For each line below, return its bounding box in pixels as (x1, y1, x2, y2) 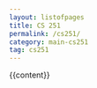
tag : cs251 (9, 46, 49, 55)
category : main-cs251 (9, 37, 89, 47)
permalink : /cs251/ (9, 29, 81, 38)
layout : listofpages (9, 12, 86, 22)
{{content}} (9, 70, 50, 80)
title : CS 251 (9, 21, 62, 30)
